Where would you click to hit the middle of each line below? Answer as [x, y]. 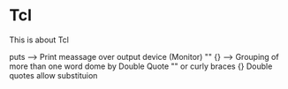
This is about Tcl [39, 40]
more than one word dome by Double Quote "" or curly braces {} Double [141, 66]
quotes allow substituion [53, 75]
